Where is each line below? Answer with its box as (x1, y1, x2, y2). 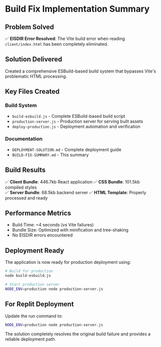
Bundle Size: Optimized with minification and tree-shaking (12, 227, 129, 233)
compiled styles (5, 184, 37, 190)
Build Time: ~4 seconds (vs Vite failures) (12, 222, 94, 228)
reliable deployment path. (5, 336, 56, 342)
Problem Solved (5, 23, 54, 31)
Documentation (5, 135, 43, 142)
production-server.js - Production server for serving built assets (12, 118, 143, 124)
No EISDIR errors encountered (12, 232, 73, 238)
